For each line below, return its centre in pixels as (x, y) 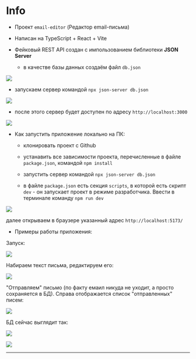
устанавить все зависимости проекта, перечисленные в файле (102, 157)
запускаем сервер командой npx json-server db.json (81, 89)
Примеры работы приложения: (53, 232)
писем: (15, 300)
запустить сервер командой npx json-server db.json (89, 174)
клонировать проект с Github (60, 145)
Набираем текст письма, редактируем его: (60, 265)
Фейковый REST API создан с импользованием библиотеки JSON (97, 49)
